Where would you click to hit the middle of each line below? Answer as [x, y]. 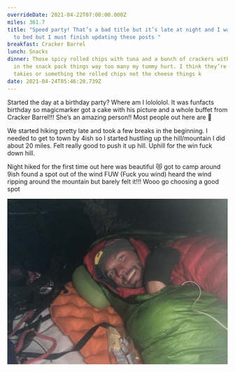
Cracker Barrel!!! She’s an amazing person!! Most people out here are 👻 [109, 117]
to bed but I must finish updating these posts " [87, 37]
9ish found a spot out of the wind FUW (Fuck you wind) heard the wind [109, 174]
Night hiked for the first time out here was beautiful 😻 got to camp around [114, 166]
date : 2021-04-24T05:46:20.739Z [54, 81]
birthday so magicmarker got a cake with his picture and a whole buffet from [117, 109]
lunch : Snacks [28, 52]
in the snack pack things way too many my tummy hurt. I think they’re [120, 67]
